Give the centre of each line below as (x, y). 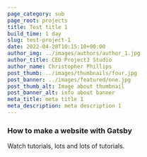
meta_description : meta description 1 (64, 106)
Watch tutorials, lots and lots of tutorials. (66, 146)
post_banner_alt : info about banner (61, 93)
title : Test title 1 (38, 27)
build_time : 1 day (34, 34)
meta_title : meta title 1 (45, 100)
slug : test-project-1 (39, 40)
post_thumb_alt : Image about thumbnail (66, 86)
